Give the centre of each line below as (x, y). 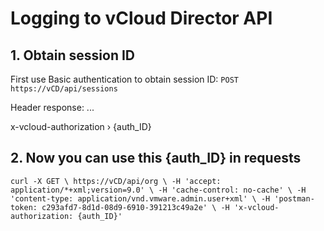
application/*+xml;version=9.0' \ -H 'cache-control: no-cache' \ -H (158, 190)
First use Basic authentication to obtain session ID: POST (124, 79)
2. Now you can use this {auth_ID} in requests (156, 158)
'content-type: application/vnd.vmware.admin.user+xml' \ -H (140, 198)
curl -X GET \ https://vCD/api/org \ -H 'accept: (116, 181)
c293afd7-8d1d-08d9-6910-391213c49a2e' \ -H (135, 207)
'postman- (294, 198)
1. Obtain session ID (73, 55)
